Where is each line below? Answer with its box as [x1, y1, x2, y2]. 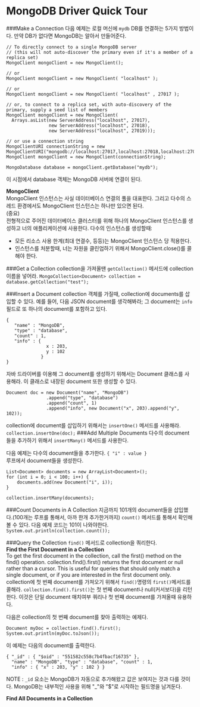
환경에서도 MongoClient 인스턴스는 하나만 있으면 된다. [17, 202, 144, 209]
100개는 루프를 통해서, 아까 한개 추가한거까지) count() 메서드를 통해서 [14, 513, 177, 521]
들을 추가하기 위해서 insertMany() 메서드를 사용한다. [6, 436, 129, 443]
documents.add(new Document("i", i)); [17, 479, 113, 485]
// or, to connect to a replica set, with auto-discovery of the [6, 102, 171, 108]
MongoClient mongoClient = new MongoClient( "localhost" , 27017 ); [6, 91, 180, 97]
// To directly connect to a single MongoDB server [6, 44, 137, 50]
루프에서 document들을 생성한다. [6, 457, 84, 464]
